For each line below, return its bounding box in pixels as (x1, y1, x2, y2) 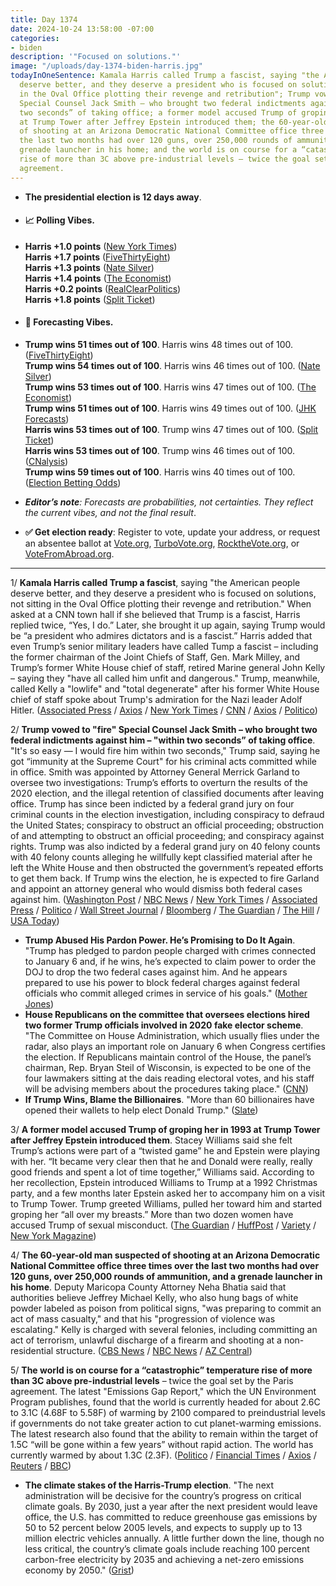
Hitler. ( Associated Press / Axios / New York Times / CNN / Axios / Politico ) (10, 704, 318, 716)
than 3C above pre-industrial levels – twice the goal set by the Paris (10, 1375, 294, 1387)
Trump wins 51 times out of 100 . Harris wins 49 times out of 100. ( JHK (24, 402, 317, 415)
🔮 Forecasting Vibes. (24, 316, 114, 328)
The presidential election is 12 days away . (24, 191, 202, 203)
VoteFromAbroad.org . (24, 548, 115, 560)
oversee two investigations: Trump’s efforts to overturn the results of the (10, 777, 308, 789)
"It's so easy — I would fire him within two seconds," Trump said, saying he (10, 745, 321, 757)
